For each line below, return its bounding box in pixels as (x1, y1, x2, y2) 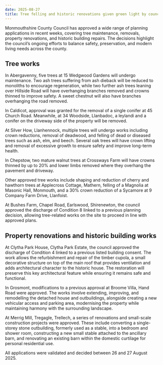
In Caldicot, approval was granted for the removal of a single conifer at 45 (5, 108, 153, 114)
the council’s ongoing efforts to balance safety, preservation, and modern (5, 40, 152, 46)
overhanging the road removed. (5, 98, 68, 104)
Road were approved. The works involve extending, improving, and (5, 290, 139, 296)
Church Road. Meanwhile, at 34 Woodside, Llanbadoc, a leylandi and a (5, 113, 147, 119)
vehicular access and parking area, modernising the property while (5, 300, 139, 306)
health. (5, 148, 19, 154)
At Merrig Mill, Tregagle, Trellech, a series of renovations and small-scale (5, 315, 151, 321)
